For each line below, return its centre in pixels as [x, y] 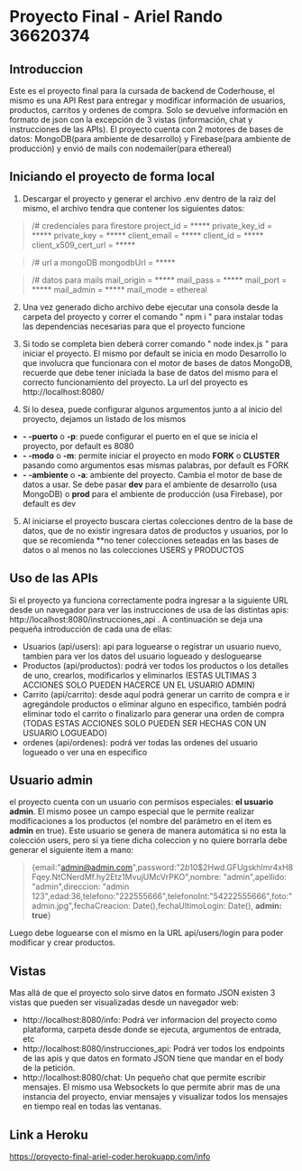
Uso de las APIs [54, 579]
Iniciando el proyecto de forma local [112, 177]
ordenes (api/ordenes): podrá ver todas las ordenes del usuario [140, 742]
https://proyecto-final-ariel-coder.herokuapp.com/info [110, 1157]
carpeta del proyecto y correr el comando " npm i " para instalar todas [153, 316]
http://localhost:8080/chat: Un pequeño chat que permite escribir [144, 1078]
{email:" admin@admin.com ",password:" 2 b [110, 867]
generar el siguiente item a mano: [71, 850]
